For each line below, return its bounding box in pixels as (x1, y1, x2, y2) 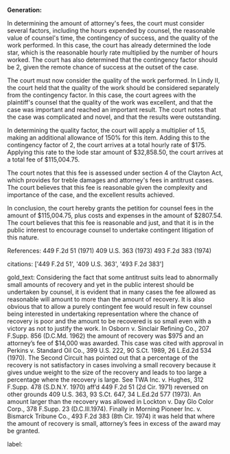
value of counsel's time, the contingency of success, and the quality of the (7, 34, 218, 42)
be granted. (7, 426, 40, 435)
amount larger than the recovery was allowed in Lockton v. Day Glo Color (7, 398, 214, 405)
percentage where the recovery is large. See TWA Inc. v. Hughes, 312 (7, 376, 204, 384)
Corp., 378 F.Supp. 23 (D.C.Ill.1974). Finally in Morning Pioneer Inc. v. (7, 405, 202, 413)
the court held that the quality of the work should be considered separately (7, 84, 220, 91)
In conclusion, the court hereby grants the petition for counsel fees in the (7, 204, 214, 212)
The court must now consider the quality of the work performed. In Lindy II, (7, 76, 220, 85)
